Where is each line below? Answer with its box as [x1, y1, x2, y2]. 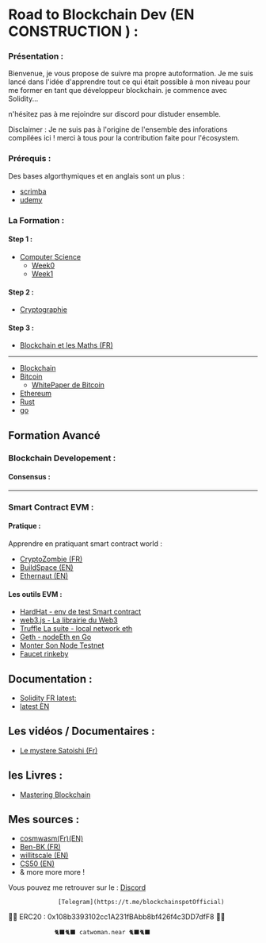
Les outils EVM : [8, 589, 63, 599]
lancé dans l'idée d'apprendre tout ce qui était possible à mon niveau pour [8, 77, 251, 87]
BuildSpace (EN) [19, 562, 74, 572]
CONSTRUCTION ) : [8, 22, 139, 40]
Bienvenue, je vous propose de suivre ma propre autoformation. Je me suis [8, 69, 253, 79]
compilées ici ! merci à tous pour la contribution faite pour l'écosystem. [8, 133, 240, 143]
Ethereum [19, 389, 51, 398]
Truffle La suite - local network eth [19, 624, 133, 633]
